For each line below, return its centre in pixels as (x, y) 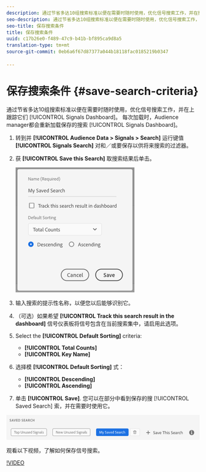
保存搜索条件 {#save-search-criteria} (102, 91)
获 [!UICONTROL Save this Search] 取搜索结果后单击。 (85, 158)
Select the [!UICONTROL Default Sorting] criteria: (78, 336)
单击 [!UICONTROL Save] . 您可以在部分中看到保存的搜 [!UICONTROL (102, 398)
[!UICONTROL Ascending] (58, 386)
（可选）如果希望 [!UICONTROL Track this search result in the (95, 316)
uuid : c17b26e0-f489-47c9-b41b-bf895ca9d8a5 (64, 39)
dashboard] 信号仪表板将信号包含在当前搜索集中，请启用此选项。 (98, 323)
